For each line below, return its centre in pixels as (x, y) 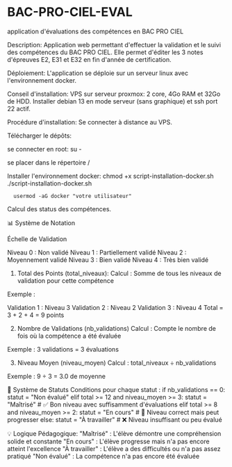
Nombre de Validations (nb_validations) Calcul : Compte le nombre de (117, 328)
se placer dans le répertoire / (49, 162)
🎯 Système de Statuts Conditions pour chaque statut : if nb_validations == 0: (116, 389)
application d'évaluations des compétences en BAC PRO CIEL (96, 31)
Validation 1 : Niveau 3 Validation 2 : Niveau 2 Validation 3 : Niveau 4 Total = (115, 307)
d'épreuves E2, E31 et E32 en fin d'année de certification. (89, 59)
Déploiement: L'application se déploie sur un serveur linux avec (98, 73)
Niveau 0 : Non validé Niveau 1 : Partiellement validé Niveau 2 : (97, 252)
